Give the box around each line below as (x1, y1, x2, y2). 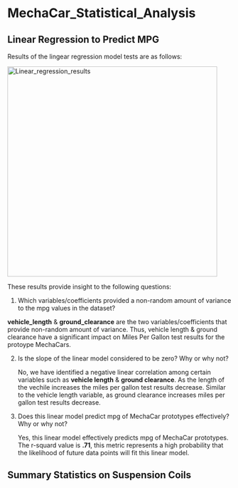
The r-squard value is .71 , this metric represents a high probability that (17, 441, 224, 450)
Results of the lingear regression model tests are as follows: (7, 52, 183, 61)
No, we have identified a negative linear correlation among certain (17, 368, 212, 376)
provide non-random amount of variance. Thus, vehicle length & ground (7, 326, 218, 333)
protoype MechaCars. (7, 341, 71, 348)
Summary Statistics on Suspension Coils (7, 469, 192, 482)
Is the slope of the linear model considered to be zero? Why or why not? (17, 354, 229, 363)
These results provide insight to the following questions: (7, 283, 172, 291)
